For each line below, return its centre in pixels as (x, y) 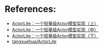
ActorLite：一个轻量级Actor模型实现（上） (55, 23)
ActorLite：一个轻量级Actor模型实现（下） (55, 36)
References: (30, 9)
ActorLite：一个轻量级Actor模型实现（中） (55, 29)
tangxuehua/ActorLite (34, 41)
